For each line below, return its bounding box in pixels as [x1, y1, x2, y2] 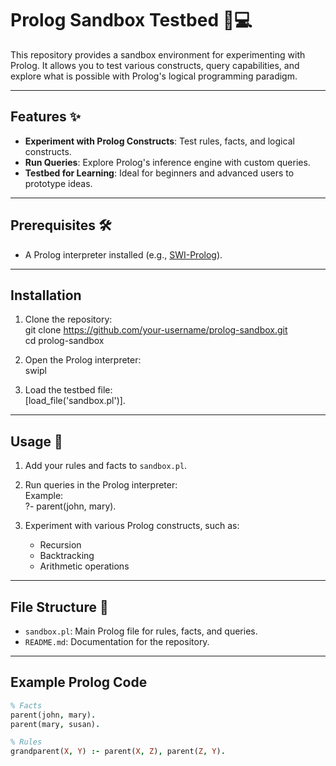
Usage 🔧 [10, 433, 63, 450]
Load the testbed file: [24, 384, 113, 396]
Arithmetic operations [39, 560, 130, 572]
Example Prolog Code [10, 674, 148, 691]
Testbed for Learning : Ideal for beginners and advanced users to [24, 167, 295, 179]
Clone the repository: [24, 313, 113, 326]
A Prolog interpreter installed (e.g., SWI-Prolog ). [24, 248, 223, 261]
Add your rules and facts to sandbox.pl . [24, 460, 188, 472]
